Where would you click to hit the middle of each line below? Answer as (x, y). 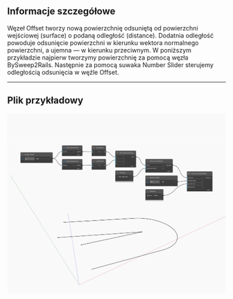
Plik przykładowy (45, 101)
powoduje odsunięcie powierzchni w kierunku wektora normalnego (103, 43)
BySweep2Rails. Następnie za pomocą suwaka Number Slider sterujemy (110, 64)
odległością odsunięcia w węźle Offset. (63, 72)
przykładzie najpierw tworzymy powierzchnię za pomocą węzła (98, 57)
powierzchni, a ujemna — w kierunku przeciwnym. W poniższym (100, 50)
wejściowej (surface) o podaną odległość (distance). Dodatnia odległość (110, 35)
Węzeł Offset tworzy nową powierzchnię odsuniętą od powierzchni (103, 28)
